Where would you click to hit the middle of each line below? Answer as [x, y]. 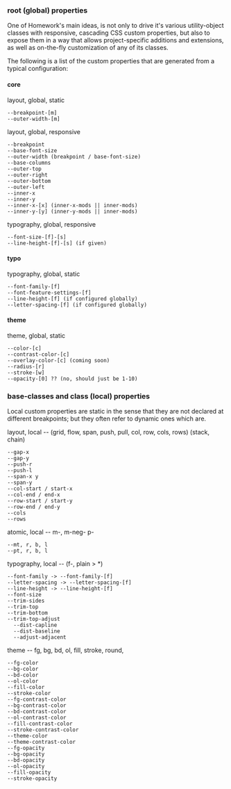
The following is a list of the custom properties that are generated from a [111, 61]
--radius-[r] [26, 366]
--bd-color [23, 675]
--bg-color [23, 669]
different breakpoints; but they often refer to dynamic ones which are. [107, 418]
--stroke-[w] [26, 373]
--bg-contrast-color [37, 706]
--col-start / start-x [40, 489]
